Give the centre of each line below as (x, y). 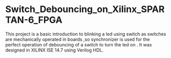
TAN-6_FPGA (34, 20)
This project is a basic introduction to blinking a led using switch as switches (86, 34)
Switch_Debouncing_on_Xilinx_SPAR (85, 9)
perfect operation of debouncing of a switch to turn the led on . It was (79, 44)
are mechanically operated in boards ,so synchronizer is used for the (78, 39)
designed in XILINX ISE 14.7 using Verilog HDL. (54, 50)
